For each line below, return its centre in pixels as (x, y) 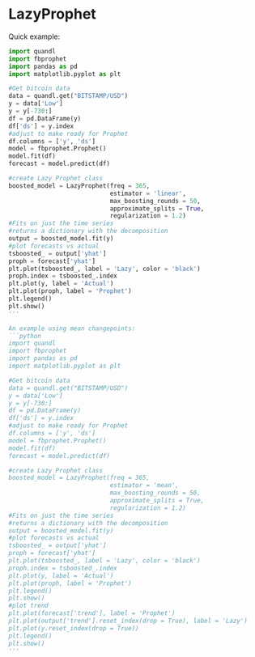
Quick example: (34, 36)
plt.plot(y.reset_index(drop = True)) (74, 628)
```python (25, 336)
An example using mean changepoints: (72, 328)
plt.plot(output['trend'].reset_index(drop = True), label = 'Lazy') (128, 621)
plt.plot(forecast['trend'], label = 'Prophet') (92, 613)
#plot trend (28, 606)
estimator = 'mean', (144, 485)
